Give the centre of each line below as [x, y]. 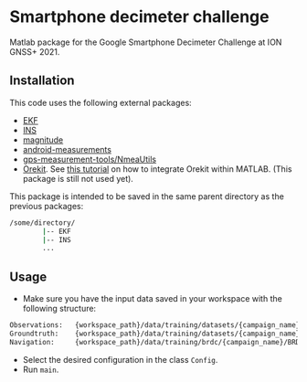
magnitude [43, 140]
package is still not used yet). [78, 178]
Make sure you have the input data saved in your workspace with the [153, 299]
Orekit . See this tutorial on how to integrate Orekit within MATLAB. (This [157, 169]
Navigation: [32, 342]
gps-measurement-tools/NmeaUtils [90, 159]
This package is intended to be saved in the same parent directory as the [147, 196]
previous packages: [47, 206]
